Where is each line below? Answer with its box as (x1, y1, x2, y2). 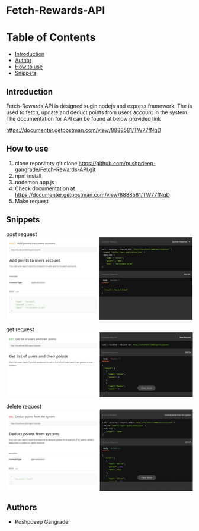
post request (6, 230, 37, 238)
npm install (14, 172, 42, 179)
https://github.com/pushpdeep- (78, 159, 156, 166)
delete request (6, 403, 42, 410)
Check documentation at (14, 185, 75, 192)
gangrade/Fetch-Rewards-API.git (14, 166, 96, 173)
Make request (14, 197, 49, 205)
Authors (6, 502, 37, 513)
